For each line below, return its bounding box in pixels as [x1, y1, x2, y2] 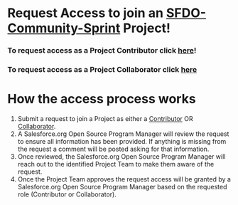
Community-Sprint [7, 20, 121, 36]
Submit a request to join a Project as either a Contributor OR [17, 114, 193, 122]
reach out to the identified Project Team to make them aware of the [17, 159, 215, 168]
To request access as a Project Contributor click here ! [7, 46, 197, 56]
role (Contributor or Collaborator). [17, 190, 117, 199]
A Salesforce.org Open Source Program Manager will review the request [17, 130, 229, 138]
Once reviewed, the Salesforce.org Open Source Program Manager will [17, 152, 226, 161]
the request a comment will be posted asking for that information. [17, 144, 210, 153]
